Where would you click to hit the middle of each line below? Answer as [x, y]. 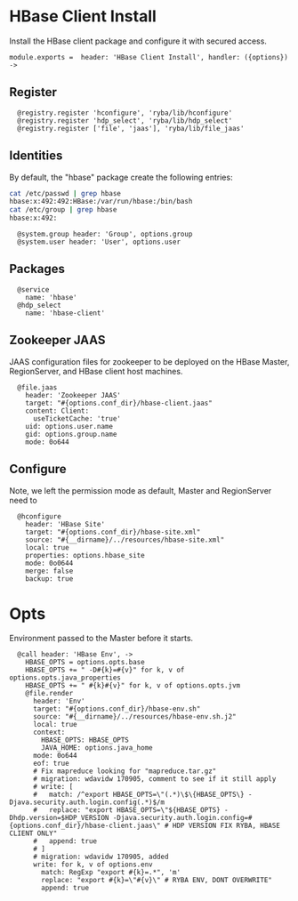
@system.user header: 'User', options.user [99, 242]
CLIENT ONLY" [33, 833]
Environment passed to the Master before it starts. [101, 639]
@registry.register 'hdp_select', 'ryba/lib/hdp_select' [125, 121]
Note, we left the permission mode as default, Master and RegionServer [141, 490]
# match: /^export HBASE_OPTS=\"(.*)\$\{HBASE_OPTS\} [138, 795]
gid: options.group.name [71, 434]
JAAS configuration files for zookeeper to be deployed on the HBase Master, [149, 361]
